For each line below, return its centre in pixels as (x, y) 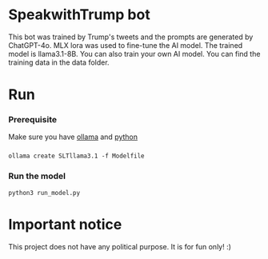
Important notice (65, 224)
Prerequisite (33, 120)
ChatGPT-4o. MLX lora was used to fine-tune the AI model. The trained (126, 45)
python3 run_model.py (44, 193)
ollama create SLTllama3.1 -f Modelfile (77, 156)
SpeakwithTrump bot (79, 15)
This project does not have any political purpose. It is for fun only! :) (120, 246)
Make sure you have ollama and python (73, 137)
